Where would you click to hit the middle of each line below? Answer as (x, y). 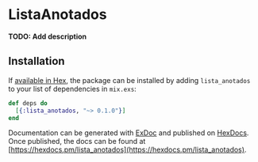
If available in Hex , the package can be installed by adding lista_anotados (129, 80)
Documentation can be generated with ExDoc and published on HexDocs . (129, 133)
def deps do (28, 103)
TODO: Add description (48, 36)
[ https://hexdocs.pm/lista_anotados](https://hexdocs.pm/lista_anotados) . (127, 150)
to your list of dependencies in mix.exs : (72, 89)
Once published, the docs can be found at (77, 141)
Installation (37, 61)
